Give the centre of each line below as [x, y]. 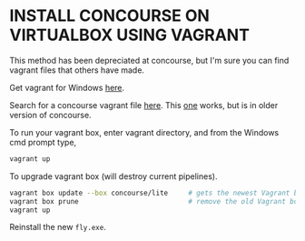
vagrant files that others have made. [77, 70]
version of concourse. [51, 115]
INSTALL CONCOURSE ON [110, 16]
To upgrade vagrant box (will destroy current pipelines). [113, 176]
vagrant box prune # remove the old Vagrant [148, 201]
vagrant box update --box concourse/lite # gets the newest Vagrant [150, 193]
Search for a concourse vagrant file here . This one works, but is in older [144, 105]
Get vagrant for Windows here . [67, 87]
